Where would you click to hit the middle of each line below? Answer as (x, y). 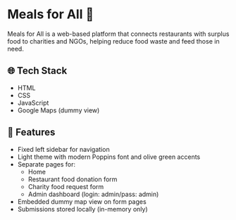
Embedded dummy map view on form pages (82, 201)
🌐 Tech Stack (37, 71)
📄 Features (31, 132)
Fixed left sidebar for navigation (64, 149)
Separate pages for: (46, 164)
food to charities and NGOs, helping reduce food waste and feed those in (113, 41)
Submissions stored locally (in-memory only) (82, 209)
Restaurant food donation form (73, 179)
